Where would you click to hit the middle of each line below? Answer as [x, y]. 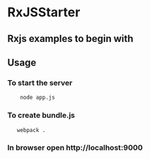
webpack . [31, 130]
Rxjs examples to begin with [70, 39]
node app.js [37, 98]
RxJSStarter [44, 12]
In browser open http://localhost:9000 [75, 148]
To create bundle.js [41, 116]
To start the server [40, 82]
